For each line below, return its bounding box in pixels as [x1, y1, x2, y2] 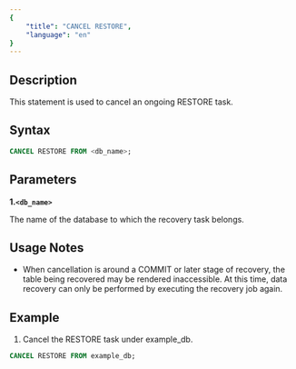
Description [9, 72, 77, 87]
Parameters [9, 172, 77, 187]
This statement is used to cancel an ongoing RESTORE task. [9, 96, 233, 107]
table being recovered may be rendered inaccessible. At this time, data [22, 274, 288, 284]
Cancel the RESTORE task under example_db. [22, 334, 193, 345]
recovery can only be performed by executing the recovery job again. [22, 284, 283, 294]
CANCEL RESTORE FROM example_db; [9, 352, 136, 361]
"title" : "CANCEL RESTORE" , [25, 22, 132, 31]
